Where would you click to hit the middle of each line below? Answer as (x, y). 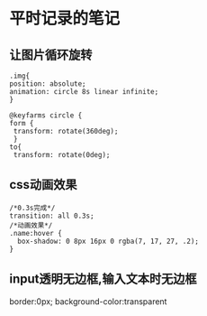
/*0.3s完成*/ (32, 208)
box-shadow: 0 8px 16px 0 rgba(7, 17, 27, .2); (108, 241)
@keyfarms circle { (46, 116)
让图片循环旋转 (51, 55)
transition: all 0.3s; (52, 216)
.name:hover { (36, 233)
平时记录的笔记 (65, 19)
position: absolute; (48, 84)
